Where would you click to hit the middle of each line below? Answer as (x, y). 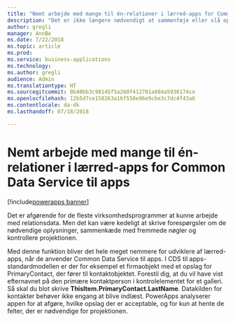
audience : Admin (31, 79)
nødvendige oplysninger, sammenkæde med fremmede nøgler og (102, 230)
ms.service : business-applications (59, 60)
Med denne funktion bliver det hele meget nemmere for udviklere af (105, 251)
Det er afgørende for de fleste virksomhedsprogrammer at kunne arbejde (113, 215)
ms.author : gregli (34, 72)
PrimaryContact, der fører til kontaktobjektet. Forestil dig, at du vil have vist (115, 274)
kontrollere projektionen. (43, 237)
